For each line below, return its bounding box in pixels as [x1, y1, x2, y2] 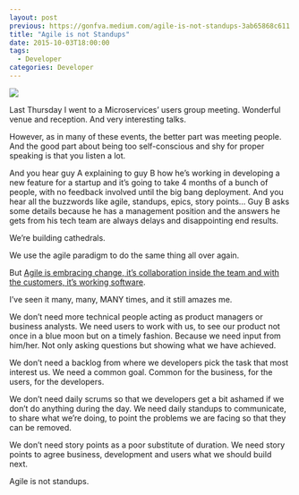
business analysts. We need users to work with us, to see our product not [9, 320, 280, 331]
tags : [9, 47, 30, 55]
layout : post [9, 13, 58, 22]
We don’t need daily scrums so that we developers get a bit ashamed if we [9, 393, 285, 404]
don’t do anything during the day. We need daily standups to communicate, [9, 403, 286, 414]
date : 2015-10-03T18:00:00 [9, 38, 110, 47]
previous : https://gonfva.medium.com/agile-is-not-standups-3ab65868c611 [9, 21, 291, 30]
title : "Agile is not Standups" [9, 30, 130, 38]
